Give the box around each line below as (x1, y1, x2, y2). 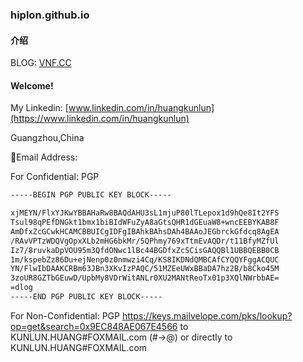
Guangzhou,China (10, 132, 85, 144)
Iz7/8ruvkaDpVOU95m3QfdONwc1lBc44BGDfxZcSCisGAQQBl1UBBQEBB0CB (10, 245, 280, 255)
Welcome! (10, 79, 54, 92)
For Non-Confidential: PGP (10, 309, 120, 322)
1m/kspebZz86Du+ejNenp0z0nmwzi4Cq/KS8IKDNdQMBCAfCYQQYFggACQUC (10, 254, 280, 265)
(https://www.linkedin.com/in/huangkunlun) (10, 113, 190, 125)
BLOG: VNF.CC (10, 57, 72, 69)
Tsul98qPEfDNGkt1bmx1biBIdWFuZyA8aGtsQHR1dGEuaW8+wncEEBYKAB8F (10, 218, 280, 228)
